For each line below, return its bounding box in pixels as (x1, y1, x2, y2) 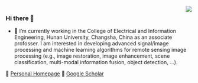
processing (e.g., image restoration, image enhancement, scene (14, 52, 170, 59)
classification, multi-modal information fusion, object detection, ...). (14, 59, 178, 66)
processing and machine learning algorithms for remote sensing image (14, 47, 187, 54)
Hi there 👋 (5, 14, 35, 22)
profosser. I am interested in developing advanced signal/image (14, 40, 169, 47)
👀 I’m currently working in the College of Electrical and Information (14, 28, 177, 35)
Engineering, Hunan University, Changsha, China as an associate (14, 34, 173, 41)
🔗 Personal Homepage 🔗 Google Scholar (5, 70, 104, 77)
